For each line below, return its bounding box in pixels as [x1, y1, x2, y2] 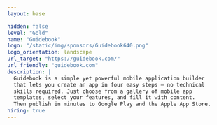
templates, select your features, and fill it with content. [13, 94, 196, 101]
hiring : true [7, 108, 45, 115]
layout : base [7, 10, 45, 17]
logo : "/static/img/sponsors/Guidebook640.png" [7, 43, 149, 50]
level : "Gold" [7, 29, 49, 36]
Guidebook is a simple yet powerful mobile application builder [13, 75, 205, 82]
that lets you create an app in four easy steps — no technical [13, 81, 205, 88]
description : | [7, 68, 52, 75]
